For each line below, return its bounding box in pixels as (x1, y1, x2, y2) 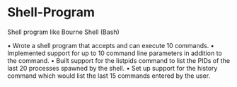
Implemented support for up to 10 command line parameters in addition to (7, 49, 223, 57)
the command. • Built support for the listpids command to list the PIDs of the (7, 56, 231, 64)
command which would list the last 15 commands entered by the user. (7, 71, 211, 80)
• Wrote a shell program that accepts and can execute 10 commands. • (7, 41, 214, 50)
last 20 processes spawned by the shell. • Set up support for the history (7, 64, 218, 72)
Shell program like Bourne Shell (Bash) (7, 28, 120, 36)
